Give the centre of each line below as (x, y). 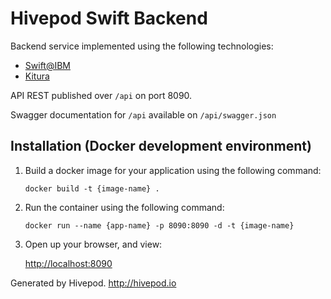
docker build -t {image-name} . (92, 188)
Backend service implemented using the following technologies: (142, 46)
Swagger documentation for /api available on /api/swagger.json (143, 114)
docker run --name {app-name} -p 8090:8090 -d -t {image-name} (159, 225)
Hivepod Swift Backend (109, 18)
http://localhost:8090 (68, 263)
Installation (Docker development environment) (161, 146)
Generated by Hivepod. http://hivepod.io (93, 283)
